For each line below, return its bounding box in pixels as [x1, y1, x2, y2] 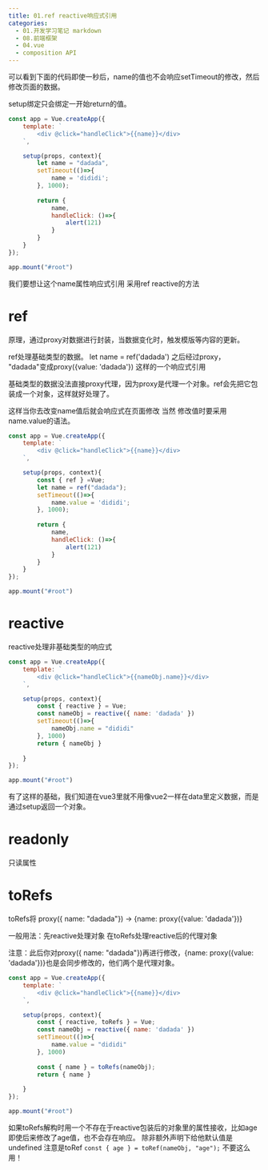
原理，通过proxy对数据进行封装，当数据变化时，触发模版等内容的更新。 [8, 334, 245, 345]
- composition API [15, 49, 78, 57]
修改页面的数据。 [8, 82, 65, 91]
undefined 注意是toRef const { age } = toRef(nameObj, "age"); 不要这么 [8, 1143, 250, 1152]
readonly [8, 830, 70, 849]
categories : [8, 19, 48, 27]
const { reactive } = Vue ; [37, 702, 127, 710]
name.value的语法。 [8, 416, 75, 426]
